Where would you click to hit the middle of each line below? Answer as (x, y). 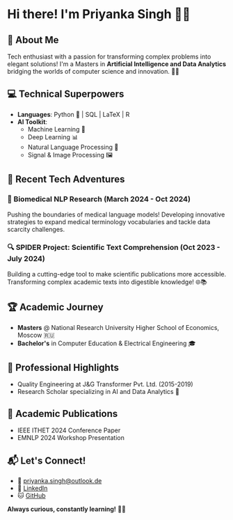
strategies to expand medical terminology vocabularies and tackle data (109, 221)
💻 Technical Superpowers (66, 94)
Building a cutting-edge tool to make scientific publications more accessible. (117, 274)
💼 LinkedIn (32, 488)
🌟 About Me (33, 40)
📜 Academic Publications (63, 413)
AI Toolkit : (32, 122)
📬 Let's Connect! (47, 460)
